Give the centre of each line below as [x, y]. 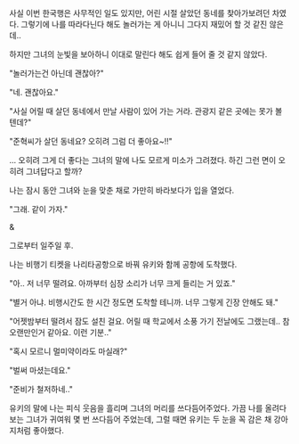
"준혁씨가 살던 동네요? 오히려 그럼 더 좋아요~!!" [91, 141]
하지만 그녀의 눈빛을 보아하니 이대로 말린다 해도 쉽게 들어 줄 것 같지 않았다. [138, 54]
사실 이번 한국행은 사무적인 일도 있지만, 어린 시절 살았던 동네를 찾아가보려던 [140, 13]
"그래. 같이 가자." [39, 209]
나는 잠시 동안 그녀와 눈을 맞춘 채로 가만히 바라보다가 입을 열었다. [122, 190]
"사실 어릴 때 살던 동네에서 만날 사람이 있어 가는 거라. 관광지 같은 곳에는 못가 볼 [146, 111]
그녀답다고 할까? [54, 171]
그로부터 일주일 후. [41, 245]
